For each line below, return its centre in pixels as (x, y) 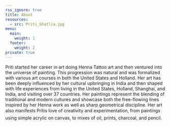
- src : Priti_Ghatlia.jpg (37, 24)
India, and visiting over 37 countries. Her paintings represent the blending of (85, 94)
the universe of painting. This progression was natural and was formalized (83, 72)
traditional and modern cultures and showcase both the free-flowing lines (82, 99)
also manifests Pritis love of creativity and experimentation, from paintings (83, 110)
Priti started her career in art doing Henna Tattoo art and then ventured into (84, 67)
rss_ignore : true (24, 10)
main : (16, 34)
